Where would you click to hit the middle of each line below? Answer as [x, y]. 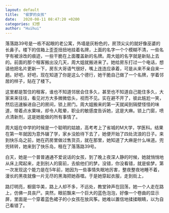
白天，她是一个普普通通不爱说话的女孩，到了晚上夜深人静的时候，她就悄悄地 [84, 157]
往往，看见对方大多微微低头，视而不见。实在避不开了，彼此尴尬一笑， [91, 98]
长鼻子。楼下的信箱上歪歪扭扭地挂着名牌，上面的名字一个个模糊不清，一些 [82, 50]
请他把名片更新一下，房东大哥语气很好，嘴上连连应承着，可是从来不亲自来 [82, 69]
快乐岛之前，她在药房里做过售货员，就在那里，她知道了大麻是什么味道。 [84, 140]
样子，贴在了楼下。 [34, 81]
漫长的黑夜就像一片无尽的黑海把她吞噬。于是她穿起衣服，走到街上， [76, 176]
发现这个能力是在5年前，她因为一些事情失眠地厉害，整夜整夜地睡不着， [88, 170]
